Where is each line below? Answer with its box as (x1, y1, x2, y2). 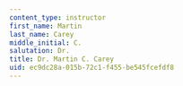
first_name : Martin (9, 21, 83, 30)
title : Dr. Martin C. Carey (9, 55, 115, 64)
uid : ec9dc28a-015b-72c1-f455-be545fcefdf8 (9, 64, 175, 73)
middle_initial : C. (9, 38, 83, 47)
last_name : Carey (9, 30, 74, 39)
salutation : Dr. (9, 47, 70, 56)
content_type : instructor (9, 13, 106, 22)
